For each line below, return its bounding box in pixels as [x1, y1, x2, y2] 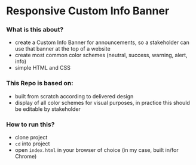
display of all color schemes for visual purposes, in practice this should [14, 99, 190, 106]
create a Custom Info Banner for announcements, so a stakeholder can [14, 39, 189, 46]
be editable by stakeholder [14, 105, 81, 113]
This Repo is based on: [6, 79, 73, 88]
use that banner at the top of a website [14, 45, 111, 52]
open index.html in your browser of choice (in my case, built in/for [14, 147, 179, 154]
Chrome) [14, 153, 37, 160]
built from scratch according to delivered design [14, 92, 134, 99]
